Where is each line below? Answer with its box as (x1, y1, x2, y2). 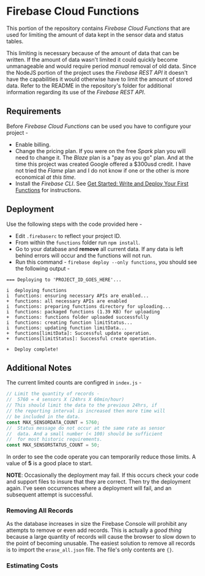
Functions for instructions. (15, 186, 81, 193)
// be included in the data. (6, 413, 81, 420)
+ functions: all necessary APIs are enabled (6, 298, 127, 304)
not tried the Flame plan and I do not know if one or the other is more (15, 166, 190, 174)
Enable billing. (15, 141, 51, 148)
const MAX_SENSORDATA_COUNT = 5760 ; (6, 419, 100, 425)
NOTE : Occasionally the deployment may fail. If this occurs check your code (6, 471, 199, 479)
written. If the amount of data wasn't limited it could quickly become (6, 56, 178, 63)
